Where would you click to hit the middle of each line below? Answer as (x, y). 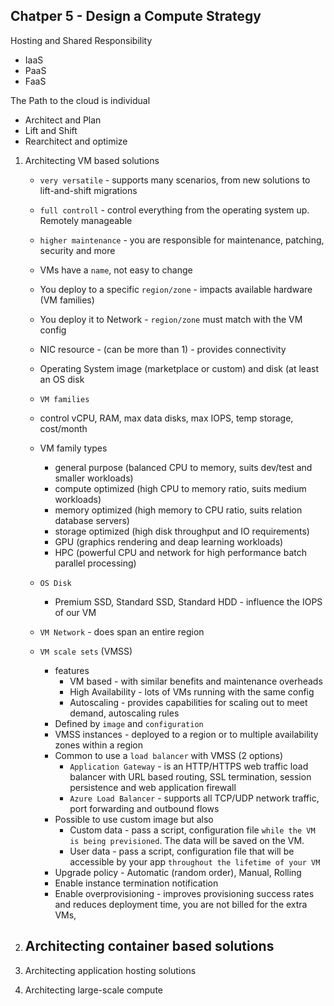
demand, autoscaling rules (124, 713)
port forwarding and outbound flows (144, 808)
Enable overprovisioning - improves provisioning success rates (184, 893)
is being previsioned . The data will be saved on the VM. (187, 840)
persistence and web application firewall (153, 787)
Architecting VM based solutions (92, 160)
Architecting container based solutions (149, 946)
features (72, 670)
